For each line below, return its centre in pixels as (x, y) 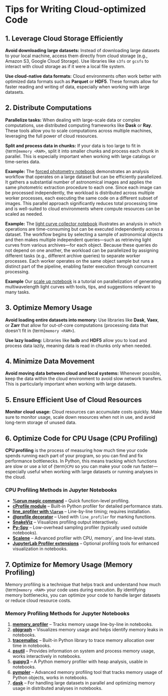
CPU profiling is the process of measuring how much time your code (76, 450)
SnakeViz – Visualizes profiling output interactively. (65, 522)
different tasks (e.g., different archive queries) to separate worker (73, 255)
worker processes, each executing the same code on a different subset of (81, 198)
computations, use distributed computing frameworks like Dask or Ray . (79, 125)
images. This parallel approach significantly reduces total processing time (81, 203)
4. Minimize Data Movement (50, 361)
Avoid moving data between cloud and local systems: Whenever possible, (83, 373)
